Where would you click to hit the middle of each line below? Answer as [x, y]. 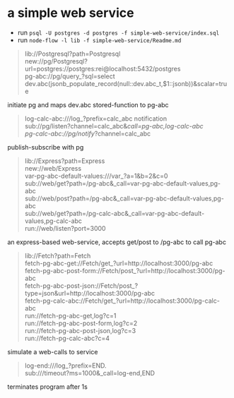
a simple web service [71, 13]
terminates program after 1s [48, 387]
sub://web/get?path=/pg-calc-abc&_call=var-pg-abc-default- [115, 213]
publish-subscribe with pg [46, 147]
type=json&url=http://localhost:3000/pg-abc [90, 293]
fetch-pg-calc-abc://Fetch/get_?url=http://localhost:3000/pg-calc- [122, 301]
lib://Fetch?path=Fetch [58, 255]
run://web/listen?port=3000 [65, 228]
